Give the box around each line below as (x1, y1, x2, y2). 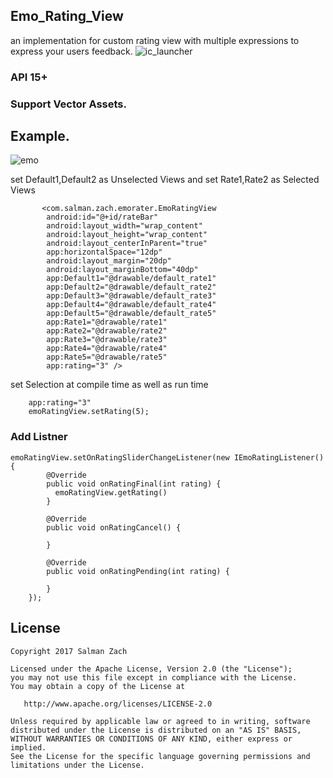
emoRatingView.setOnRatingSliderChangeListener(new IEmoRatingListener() (10, 452, 325, 463)
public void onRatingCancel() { (46, 522, 182, 533)
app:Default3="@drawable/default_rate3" (46, 291, 217, 301)
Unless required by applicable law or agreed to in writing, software (10, 716, 311, 726)
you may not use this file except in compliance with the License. (10, 672, 298, 683)
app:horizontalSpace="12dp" (46, 247, 163, 258)
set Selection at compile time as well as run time (10, 379, 209, 391)
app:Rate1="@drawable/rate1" (46, 317, 168, 328)
